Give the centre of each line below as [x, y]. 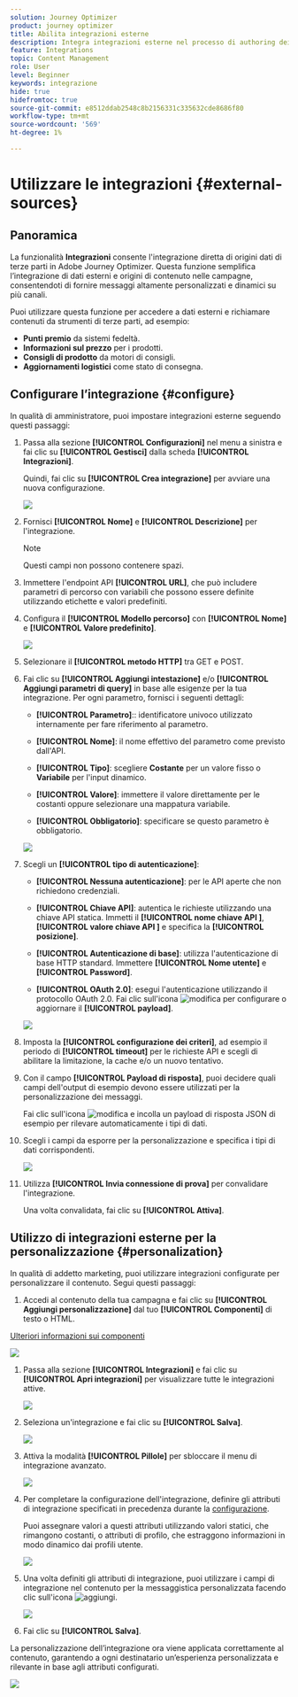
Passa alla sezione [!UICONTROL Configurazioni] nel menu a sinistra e [153, 442]
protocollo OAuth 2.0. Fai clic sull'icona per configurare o [161, 998]
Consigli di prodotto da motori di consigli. [99, 357]
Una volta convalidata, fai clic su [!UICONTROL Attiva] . [123, 1210]
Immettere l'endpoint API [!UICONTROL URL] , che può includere [140, 582]
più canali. [29, 294]
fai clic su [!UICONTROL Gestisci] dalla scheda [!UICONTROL [136, 452]
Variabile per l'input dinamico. [91, 777]
